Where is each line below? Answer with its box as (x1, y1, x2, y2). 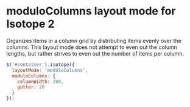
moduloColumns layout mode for (6, 4, 176, 18)
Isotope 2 (6, 17, 55, 31)
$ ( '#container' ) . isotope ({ (6, 62, 75, 68)
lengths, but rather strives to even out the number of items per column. (6, 50, 185, 57)
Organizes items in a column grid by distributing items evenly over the (6, 37, 181, 44)
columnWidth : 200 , (17, 79, 64, 85)
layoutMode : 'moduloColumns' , (12, 67, 88, 73)
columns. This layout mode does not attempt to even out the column (6, 44, 178, 51)
